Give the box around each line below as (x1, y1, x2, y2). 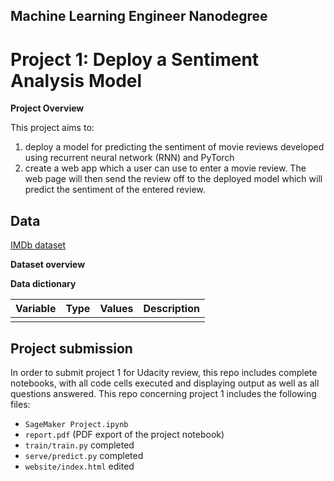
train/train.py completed (24, 439, 135, 451)
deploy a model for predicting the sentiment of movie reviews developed (24, 141, 325, 153)
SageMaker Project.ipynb (24, 419, 129, 429)
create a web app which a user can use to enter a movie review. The (24, 162, 307, 174)
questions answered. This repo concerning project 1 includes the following (10, 387, 317, 399)
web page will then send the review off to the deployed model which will (24, 173, 323, 185)
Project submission (10, 340, 133, 357)
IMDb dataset (10, 239, 67, 251)
